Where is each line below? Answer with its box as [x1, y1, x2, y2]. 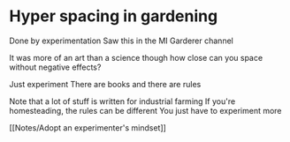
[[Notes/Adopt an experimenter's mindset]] [9, 122, 166, 133]
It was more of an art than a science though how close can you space [9, 52, 263, 63]
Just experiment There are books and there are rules [9, 78, 202, 89]
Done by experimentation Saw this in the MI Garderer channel [9, 35, 234, 46]
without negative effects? [9, 62, 102, 72]
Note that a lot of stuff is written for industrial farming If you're [9, 95, 236, 107]
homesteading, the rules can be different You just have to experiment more [9, 105, 282, 116]
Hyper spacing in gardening [9, 6, 218, 26]
